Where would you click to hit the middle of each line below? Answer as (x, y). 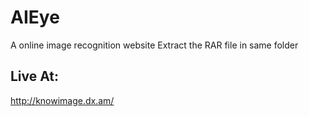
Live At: (35, 76)
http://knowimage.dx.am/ (62, 100)
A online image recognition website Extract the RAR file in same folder (154, 45)
